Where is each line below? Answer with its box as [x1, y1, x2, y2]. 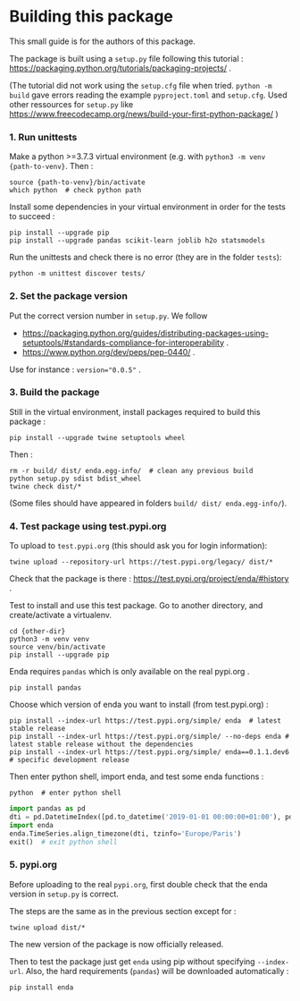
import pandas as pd [9, 804, 87, 813]
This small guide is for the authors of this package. [9, 36, 196, 47]
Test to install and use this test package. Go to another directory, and [9, 600, 263, 611]
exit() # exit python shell [9, 837, 118, 846]
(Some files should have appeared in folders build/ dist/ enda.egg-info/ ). [9, 497, 287, 508]
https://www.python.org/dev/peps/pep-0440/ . [21, 346, 196, 357]
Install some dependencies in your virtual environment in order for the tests [9, 201, 286, 212]
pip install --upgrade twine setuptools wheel [9, 433, 186, 442]
